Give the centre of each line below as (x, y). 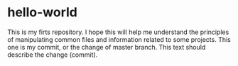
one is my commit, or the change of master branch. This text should (107, 47)
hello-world (43, 12)
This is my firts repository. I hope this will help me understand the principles (118, 32)
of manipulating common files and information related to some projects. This (119, 39)
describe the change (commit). (53, 55)
